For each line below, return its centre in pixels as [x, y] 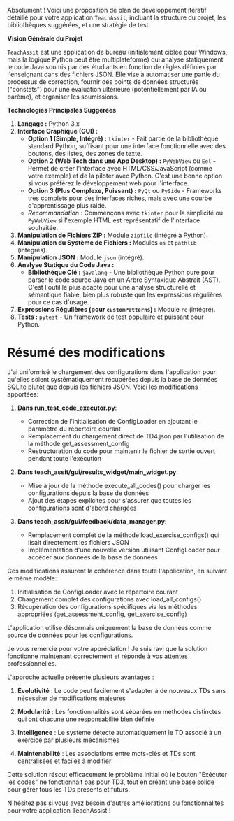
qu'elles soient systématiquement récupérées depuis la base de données [112, 379]
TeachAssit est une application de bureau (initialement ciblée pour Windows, [117, 52]
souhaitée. [43, 228]
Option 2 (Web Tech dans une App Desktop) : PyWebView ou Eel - [122, 161]
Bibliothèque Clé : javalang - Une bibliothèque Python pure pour [121, 272]
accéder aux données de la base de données [93, 557]
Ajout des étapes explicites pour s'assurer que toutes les [110, 500]
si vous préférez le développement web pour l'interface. [108, 183]
